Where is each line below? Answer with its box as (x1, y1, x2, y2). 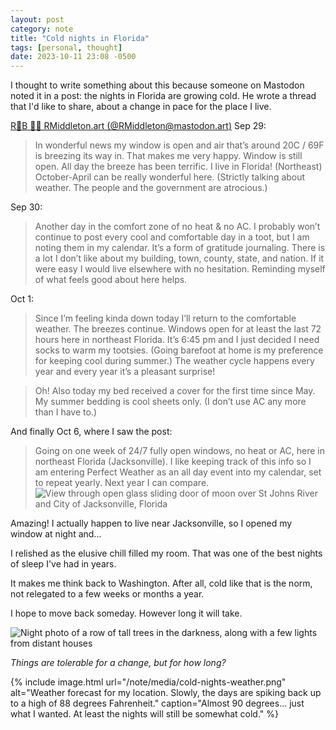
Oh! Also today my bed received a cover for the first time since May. (34, 385, 316, 397)
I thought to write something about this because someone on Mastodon (10, 79, 305, 91)
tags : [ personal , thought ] (10, 42, 123, 53)
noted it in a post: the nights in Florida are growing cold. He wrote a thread (10, 90, 317, 102)
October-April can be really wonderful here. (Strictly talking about (34, 171, 306, 183)
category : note (10, 24, 74, 34)
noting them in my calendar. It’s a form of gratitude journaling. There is (34, 242, 326, 254)
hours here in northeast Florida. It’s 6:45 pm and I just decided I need (34, 334, 320, 346)
